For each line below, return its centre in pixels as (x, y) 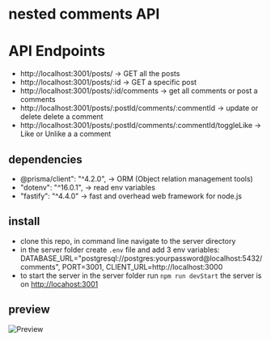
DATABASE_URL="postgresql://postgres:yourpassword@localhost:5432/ (141, 258)
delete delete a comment (61, 117)
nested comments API (84, 14)
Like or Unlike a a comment (66, 134)
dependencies (45, 159)
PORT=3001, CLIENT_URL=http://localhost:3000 (142, 266)
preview (29, 310)
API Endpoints (57, 51)
